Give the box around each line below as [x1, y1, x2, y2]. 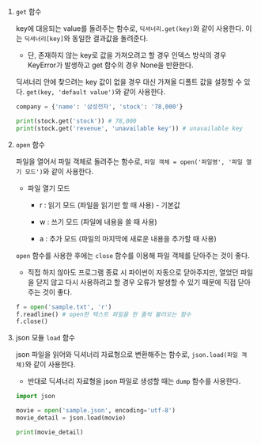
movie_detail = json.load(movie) [15, 414, 127, 422]
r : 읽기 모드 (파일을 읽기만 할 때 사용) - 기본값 [39, 200, 180, 210]
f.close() [15, 317, 49, 326]
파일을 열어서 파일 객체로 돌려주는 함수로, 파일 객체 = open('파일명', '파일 [15, 157, 243, 166]
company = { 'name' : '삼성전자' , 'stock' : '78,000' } [15, 103, 183, 111]
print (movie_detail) [15, 428, 84, 436]
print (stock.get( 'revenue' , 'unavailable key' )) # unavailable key [15, 124, 243, 132]
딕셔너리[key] [24, 35, 65, 43]
